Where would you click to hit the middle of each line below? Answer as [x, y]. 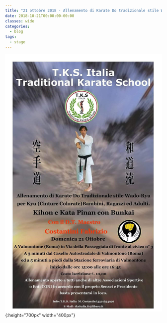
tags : [11, 37]
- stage [18, 42]
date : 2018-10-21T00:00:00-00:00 [40, 16]
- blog [16, 32]
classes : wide [20, 21]
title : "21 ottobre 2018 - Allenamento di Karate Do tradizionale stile [82, 10]
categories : [17, 26]
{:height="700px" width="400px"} [40, 315]
